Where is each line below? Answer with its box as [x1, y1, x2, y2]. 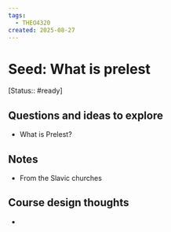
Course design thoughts [8, 196, 129, 209]
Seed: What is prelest [8, 60, 151, 78]
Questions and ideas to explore [8, 109, 163, 122]
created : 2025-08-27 [8, 26, 76, 34]
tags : [8, 11, 26, 20]
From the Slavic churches [19, 173, 102, 182]
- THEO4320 [15, 19, 51, 27]
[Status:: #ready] [8, 86, 63, 95]
